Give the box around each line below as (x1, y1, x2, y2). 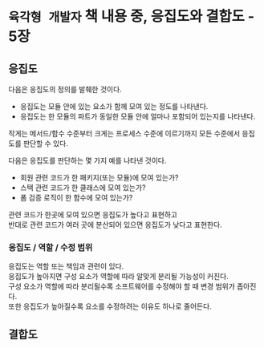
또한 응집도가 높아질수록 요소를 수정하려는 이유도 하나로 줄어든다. (8, 301, 213, 311)
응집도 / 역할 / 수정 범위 (8, 241, 93, 253)
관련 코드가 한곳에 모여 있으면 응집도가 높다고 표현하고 (8, 210, 178, 219)
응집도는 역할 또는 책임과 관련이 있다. (8, 261, 124, 271)
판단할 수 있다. (22, 139, 68, 148)
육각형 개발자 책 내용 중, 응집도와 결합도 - (8, 7, 255, 26)
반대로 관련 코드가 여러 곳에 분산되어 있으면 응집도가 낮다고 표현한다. (8, 220, 222, 229)
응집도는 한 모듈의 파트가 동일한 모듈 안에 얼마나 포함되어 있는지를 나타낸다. (19, 111, 256, 121)
